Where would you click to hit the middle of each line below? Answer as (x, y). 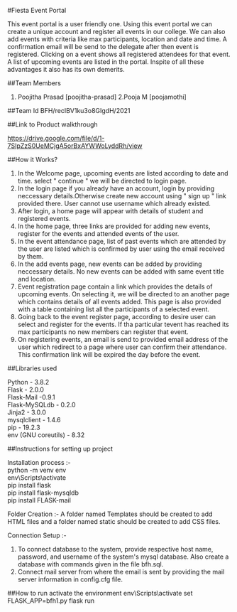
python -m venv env (37, 470)
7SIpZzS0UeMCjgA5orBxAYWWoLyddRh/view (75, 146)
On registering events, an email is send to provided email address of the (123, 339)
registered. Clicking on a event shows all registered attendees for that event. (119, 54)
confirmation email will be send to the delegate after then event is (103, 47)
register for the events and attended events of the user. (98, 233)
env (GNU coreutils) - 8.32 (46, 435)
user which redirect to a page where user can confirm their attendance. (122, 347)
